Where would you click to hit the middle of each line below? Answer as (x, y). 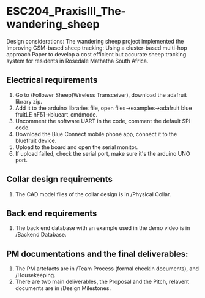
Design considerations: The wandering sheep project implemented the (95, 41)
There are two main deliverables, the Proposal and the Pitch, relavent (102, 282)
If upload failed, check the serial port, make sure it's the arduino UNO (102, 153)
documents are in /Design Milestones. (63, 288)
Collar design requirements (60, 179)
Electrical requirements (52, 80)
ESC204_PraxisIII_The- (66, 11)
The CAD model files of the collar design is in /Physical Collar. (93, 194)
